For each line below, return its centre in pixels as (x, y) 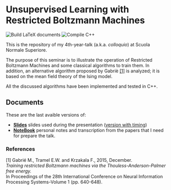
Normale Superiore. (27, 50)
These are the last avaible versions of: (46, 115)
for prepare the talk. (34, 136)
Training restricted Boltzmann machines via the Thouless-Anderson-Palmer (86, 166)
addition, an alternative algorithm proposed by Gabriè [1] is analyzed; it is (83, 71)
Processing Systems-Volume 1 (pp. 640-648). (54, 182)
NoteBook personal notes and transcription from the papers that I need (88, 130)
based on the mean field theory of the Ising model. (59, 76)
